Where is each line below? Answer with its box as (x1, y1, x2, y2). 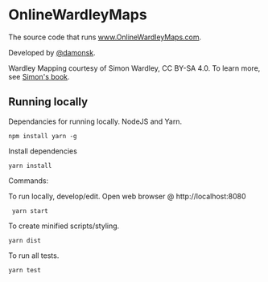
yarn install (8, 161, 52, 170)
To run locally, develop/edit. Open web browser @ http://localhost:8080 (8, 191, 247, 201)
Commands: (8, 175, 49, 186)
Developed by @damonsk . (8, 47, 96, 57)
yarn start (11, 206, 48, 215)
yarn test (8, 266, 42, 274)
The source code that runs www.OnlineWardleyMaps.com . (8, 32, 202, 42)
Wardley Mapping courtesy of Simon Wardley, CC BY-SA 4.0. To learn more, (8, 63, 261, 73)
